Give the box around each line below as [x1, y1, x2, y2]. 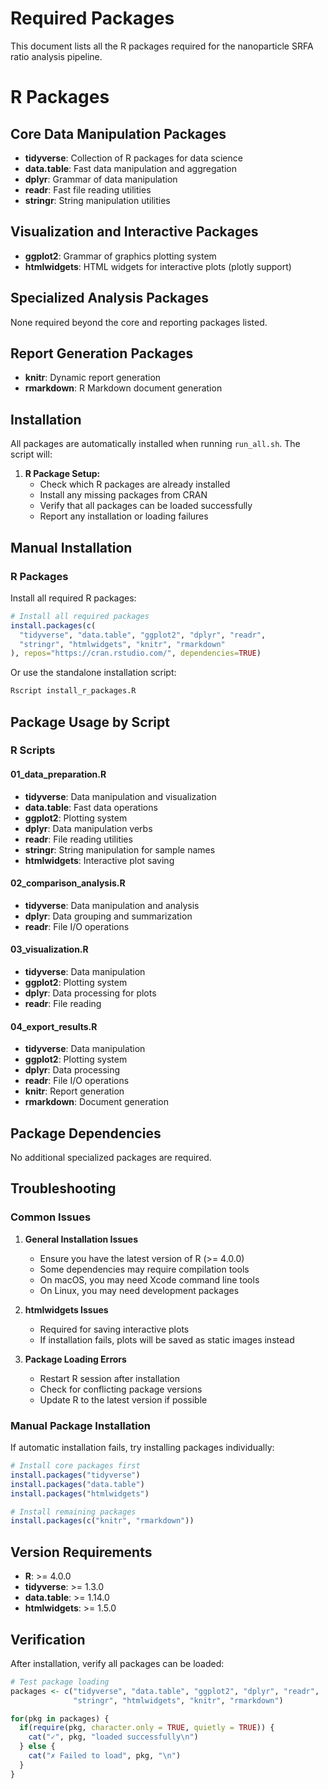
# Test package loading [10, 1677, 110, 1687]
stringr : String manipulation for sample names [24, 843, 216, 856]
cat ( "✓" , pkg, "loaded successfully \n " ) [28, 1732, 199, 1742]
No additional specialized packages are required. [10, 1152, 212, 1164]
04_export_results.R [10, 1020, 98, 1032]
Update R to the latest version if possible [39, 1393, 208, 1406]
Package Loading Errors [24, 1353, 127, 1365]
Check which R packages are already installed [39, 478, 231, 491]
